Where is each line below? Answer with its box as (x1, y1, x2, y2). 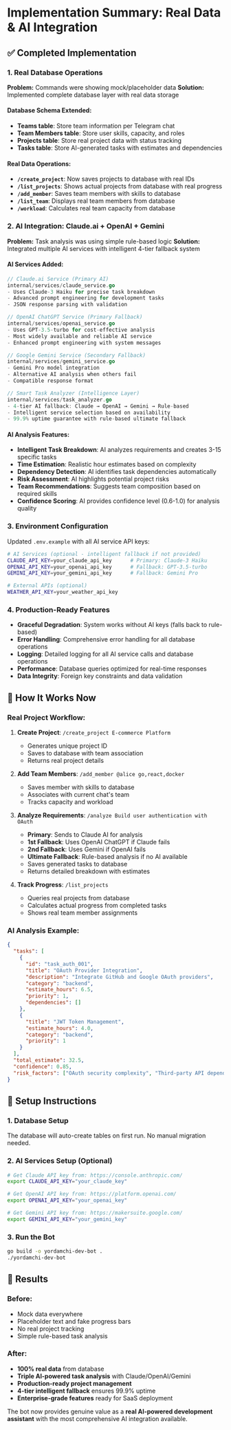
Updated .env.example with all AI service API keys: (7, 537, 150, 546)
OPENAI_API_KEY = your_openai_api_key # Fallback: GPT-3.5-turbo (7, 564, 208, 570)
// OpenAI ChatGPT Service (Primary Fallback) (7, 314, 143, 321)
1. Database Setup (7, 1115, 69, 1125)
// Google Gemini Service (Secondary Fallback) (7, 352, 146, 359)
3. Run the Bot (7, 1232, 55, 1242)
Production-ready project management (16, 1379, 132, 1387)
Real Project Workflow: (7, 713, 86, 722)
